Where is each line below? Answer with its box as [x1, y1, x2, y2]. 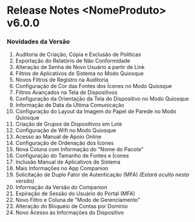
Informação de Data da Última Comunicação [15, 102, 124, 109]
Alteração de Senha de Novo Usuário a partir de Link [15, 64, 145, 71]
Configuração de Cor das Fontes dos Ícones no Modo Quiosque [15, 83, 172, 90]
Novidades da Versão [7, 37, 70, 46]
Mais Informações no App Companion [15, 165, 109, 172]
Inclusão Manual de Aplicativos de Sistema [15, 158, 121, 165]
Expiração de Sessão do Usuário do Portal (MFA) [15, 190, 136, 197]
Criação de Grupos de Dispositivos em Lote [15, 120, 122, 128]
